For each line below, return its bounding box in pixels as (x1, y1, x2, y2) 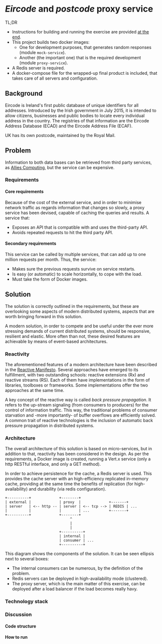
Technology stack (5, 598, 48, 605)
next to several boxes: (5, 556, 49, 562)
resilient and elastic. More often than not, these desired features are (5, 333, 140, 339)
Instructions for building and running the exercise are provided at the (12, 29, 149, 34)
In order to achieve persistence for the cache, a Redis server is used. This (5, 471, 152, 476)
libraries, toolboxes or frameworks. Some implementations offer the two (5, 382, 148, 388)
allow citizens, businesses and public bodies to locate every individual (5, 113, 145, 119)
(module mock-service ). (19, 50, 66, 55)
